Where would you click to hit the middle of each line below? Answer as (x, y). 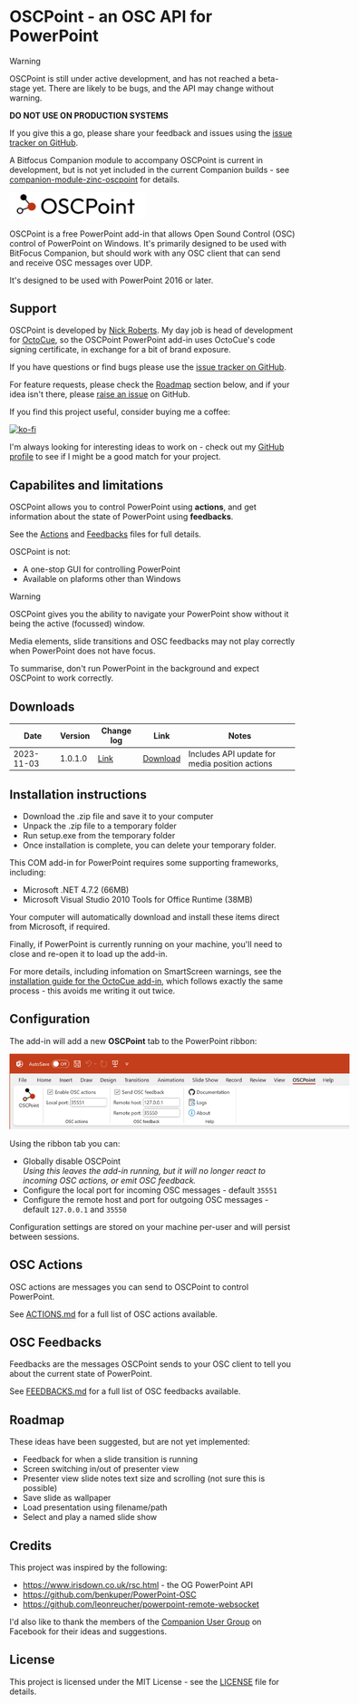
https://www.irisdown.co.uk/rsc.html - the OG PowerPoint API (138, 1585)
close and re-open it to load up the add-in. (88, 954)
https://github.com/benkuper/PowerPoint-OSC (109, 1595)
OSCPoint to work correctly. (62, 678)
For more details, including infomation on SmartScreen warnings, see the (146, 972)
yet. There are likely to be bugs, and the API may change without (153, 88)
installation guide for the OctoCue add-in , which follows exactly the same (146, 982)
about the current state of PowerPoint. (81, 1374)
